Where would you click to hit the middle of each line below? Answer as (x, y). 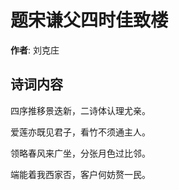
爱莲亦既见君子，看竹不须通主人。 (80, 132)
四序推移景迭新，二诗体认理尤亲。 (80, 110)
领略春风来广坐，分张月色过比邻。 (80, 153)
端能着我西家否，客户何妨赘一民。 (80, 174)
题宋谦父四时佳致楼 (89, 20)
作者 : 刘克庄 (35, 50)
